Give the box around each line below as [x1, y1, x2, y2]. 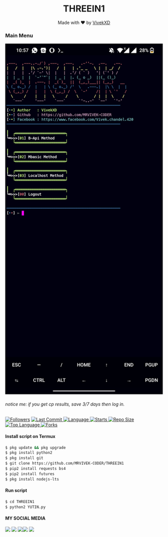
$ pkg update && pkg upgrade [5, 445, 66, 450]
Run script [5, 487, 27, 493]
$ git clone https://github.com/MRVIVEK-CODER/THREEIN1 [5, 461, 124, 466]
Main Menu [5, 32, 33, 39]
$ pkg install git [5, 455, 43, 460]
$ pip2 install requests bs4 [5, 466, 66, 471]
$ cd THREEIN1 [5, 499, 35, 504]
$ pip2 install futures [5, 471, 55, 476]
